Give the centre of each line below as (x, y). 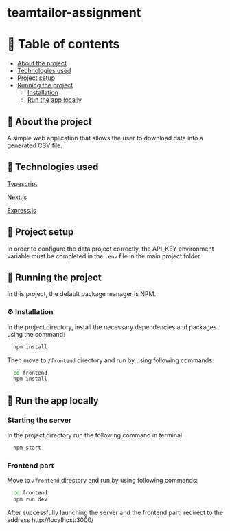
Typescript (22, 183)
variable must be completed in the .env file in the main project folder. (104, 256)
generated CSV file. (35, 145)
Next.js (17, 197)
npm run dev (31, 500)
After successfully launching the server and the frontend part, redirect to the (115, 512)
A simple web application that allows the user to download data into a (105, 138)
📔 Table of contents (64, 44)
